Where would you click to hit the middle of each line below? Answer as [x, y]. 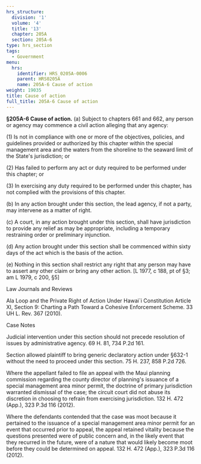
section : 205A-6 [32, 40]
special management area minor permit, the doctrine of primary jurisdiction [99, 386]
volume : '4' [27, 23]
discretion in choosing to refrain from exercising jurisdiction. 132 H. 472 [95, 398]
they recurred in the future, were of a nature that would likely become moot [99, 442]
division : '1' [29, 17]
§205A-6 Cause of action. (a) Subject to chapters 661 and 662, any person [100, 119]
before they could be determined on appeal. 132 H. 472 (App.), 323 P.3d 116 [100, 448]
